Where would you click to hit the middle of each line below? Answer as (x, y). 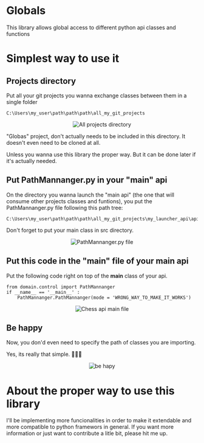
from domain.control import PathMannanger (61, 287)
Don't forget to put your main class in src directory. (70, 230)
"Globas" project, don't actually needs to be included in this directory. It (96, 136)
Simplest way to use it (63, 59)
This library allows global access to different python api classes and (91, 27)
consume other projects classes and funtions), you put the (80, 201)
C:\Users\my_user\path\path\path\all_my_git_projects (76, 113)
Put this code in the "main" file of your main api (97, 261)
